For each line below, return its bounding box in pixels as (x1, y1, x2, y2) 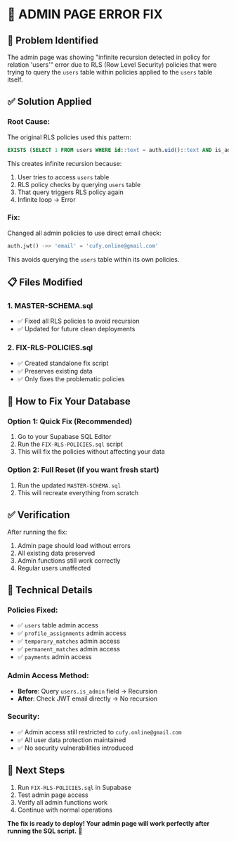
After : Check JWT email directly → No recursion (17, 694, 158, 703)
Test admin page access (17, 791, 89, 799)
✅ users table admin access (17, 621, 98, 630)
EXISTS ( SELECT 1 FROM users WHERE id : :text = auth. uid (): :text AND (7, 146, 212, 153)
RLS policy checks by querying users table (17, 180, 141, 189)
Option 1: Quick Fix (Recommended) (7, 416, 133, 426)
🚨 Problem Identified (7, 34, 98, 46)
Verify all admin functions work (17, 798, 108, 806)
